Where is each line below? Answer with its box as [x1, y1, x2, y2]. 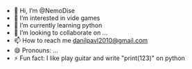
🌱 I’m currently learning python [13, 21, 103, 29]
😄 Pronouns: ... [13, 46, 59, 55]
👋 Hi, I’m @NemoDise [13, 7, 75, 14]
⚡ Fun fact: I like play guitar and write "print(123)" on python [13, 54, 186, 62]
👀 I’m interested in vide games [13, 14, 101, 22]
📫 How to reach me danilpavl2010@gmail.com [13, 37, 148, 44]
